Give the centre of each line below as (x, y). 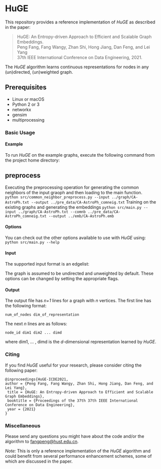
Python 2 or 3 (26, 104)
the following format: (26, 306)
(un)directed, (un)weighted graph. (39, 72)
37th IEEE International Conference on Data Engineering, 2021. (80, 57)
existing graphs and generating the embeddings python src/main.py (73, 207)
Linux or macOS (28, 99)
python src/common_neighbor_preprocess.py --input (57, 197)
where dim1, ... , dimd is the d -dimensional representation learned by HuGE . (81, 342)
